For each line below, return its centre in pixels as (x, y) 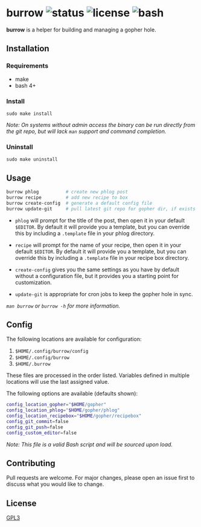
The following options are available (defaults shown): (72, 393)
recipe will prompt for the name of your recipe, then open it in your (98, 245)
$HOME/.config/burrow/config (52, 351)
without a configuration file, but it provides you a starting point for (97, 276)
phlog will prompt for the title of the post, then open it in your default (100, 220)
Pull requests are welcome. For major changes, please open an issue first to (101, 478)
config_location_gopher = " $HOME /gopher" (56, 405)
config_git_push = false (35, 427)
